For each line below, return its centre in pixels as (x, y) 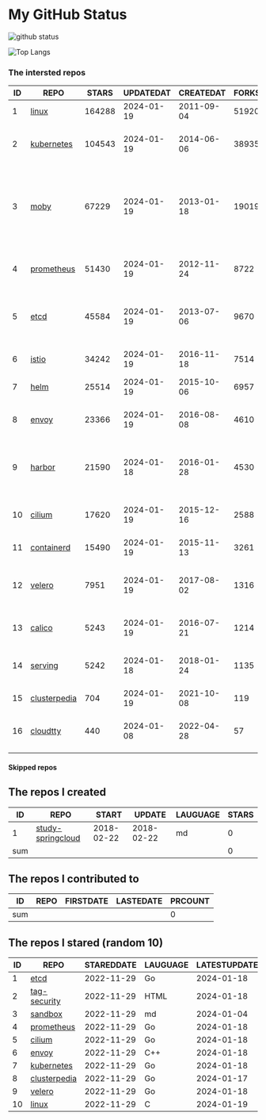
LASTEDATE (139, 901)
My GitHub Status (68, 15)
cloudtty (46, 731)
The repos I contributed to (74, 879)
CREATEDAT (202, 93)
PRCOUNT (190, 901)
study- (49, 828)
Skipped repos (33, 767)
